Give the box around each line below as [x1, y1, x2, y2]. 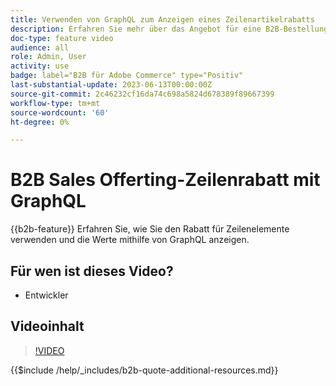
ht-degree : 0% [10, 117, 70, 127]
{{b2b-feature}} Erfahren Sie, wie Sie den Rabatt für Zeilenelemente [10, 223, 290, 235]
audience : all [10, 42, 70, 53]
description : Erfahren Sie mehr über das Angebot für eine [10, 24, 262, 34]
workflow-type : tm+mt [10, 98, 101, 108]
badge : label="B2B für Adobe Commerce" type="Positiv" [10, 71, 244, 81]
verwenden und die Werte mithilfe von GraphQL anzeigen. [10, 234, 250, 246]
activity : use [10, 61, 70, 71]
